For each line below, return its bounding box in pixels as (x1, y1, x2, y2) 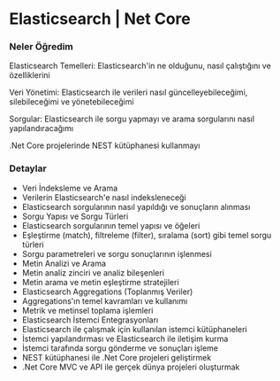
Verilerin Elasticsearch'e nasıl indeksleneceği (21, 191, 187, 203)
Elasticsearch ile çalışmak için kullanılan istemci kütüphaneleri (21, 323, 247, 334)
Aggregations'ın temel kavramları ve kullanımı (21, 295, 188, 306)
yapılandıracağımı (9, 123, 73, 134)
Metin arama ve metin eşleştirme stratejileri (21, 276, 179, 287)
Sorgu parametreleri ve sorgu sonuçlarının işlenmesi (21, 248, 212, 259)
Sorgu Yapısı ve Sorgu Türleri (21, 211, 129, 222)
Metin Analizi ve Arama (21, 258, 107, 268)
